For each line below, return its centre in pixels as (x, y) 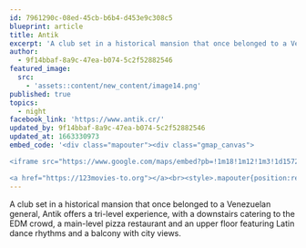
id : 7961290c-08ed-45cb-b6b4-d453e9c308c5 (91, 18)
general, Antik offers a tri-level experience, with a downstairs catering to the (153, 213)
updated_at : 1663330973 (55, 137)
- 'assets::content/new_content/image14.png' (114, 86)
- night (32, 111)
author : (24, 52)
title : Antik (34, 35)
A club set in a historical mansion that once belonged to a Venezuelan (140, 204)
